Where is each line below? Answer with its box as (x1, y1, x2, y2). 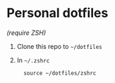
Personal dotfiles (6, 5, 109, 21)
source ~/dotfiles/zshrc (23, 70, 97, 77)
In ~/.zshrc (16, 55, 50, 65)
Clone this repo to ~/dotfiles (16, 42, 103, 50)
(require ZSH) (6, 28, 47, 37)
